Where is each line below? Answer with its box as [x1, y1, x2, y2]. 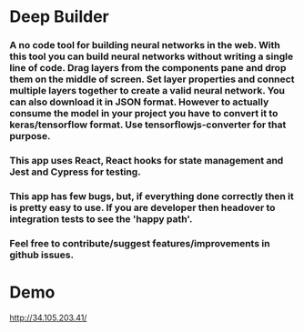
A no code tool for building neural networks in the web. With [9, 39, 280, 52]
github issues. [9, 248, 75, 261]
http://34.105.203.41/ [9, 312, 87, 323]
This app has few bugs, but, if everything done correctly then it [9, 189, 294, 202]
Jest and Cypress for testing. [9, 166, 141, 178]
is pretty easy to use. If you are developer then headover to [9, 201, 276, 214]
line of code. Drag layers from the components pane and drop [9, 62, 287, 75]
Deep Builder [9, 6, 109, 27]
